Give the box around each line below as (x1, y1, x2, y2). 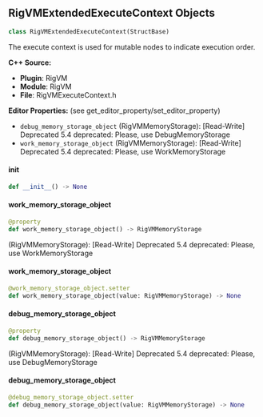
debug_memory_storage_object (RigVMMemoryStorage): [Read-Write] (19, 121, 245, 130)
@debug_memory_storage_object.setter (8, 393, 134, 401)
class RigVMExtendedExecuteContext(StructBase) (8, 27, 170, 35)
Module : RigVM (19, 82, 72, 91)
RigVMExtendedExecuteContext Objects (8, 6, 216, 20)
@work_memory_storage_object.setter (8, 284, 130, 292)
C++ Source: (8, 58, 52, 67)
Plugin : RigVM (19, 73, 68, 82)
